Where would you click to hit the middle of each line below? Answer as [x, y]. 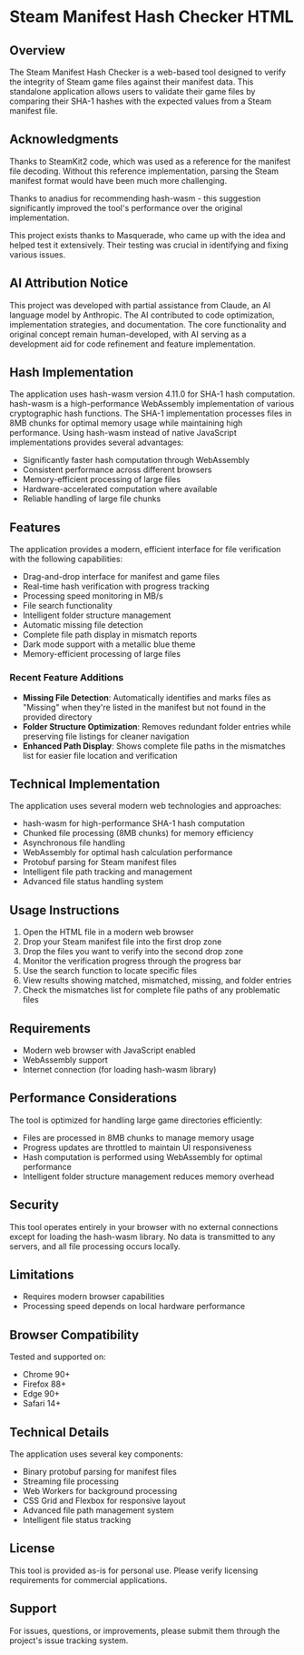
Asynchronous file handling [74, 843]
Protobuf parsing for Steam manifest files [99, 863]
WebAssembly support [65, 1060]
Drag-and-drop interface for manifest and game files [121, 577]
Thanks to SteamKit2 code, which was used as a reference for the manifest [150, 161]
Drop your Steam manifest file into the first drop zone [122, 942]
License [32, 1549]
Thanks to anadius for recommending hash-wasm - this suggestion [135, 198]
